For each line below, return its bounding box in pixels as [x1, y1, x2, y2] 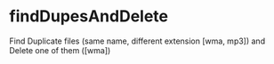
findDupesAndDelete [9, 6, 169, 27]
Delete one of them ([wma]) [9, 44, 111, 55]
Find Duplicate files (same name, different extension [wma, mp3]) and [9, 36, 265, 46]
